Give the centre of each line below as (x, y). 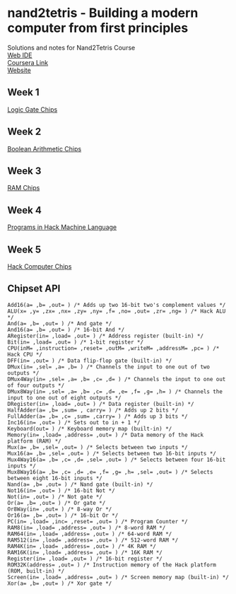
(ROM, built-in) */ (36, 571)
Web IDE (20, 55)
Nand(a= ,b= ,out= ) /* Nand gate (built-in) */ (80, 484)
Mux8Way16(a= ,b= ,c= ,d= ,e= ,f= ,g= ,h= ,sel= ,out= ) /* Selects (110, 472)
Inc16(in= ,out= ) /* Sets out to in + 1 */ (74, 422)
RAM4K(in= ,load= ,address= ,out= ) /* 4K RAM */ (82, 546)
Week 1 (23, 92)
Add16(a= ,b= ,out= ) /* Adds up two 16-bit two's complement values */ (117, 305)
